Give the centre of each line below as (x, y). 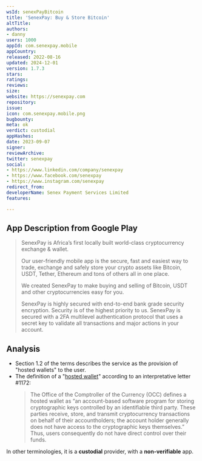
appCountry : (21, 52)
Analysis (23, 349)
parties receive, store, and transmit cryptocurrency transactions (110, 414)
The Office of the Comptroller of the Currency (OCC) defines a (108, 395)
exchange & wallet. (45, 249)
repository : (21, 102)
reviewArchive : (25, 153)
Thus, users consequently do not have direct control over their (108, 433)
